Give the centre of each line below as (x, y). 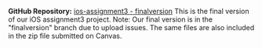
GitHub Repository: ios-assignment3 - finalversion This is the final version (129, 11)
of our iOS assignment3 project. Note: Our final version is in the (111, 19)
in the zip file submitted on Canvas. (65, 36)
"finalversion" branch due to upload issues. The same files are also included (131, 27)
